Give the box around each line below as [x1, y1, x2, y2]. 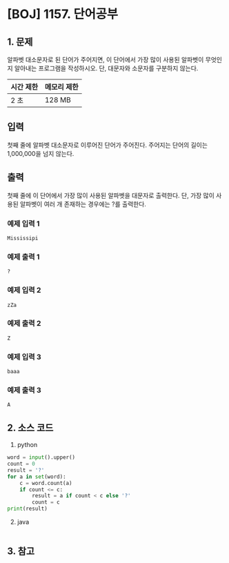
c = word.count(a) [19, 480, 72, 486]
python [17, 441, 38, 449]
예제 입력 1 [7, 219, 40, 228]
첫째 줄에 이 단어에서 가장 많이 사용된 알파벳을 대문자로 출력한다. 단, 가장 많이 [7, 191, 215, 199]
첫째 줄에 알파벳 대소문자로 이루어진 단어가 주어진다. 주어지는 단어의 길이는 [7, 141, 208, 149]
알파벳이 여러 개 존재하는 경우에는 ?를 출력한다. [19, 199, 147, 208]
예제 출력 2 [7, 319, 41, 328]
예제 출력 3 [7, 386, 41, 395]
